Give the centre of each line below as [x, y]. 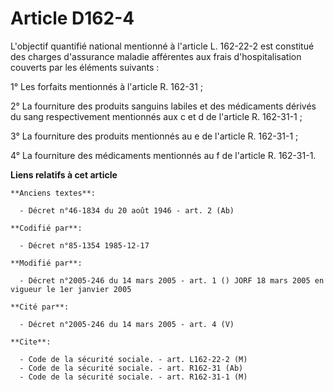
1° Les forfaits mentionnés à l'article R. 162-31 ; [107, 86]
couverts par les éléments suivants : [85, 67]
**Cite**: [31, 342]
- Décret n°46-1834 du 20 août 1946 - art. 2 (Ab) [127, 210]
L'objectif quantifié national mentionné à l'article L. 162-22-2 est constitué [162, 46]
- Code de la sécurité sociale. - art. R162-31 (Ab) [131, 368]
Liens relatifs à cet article [64, 174]
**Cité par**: [40, 307]
